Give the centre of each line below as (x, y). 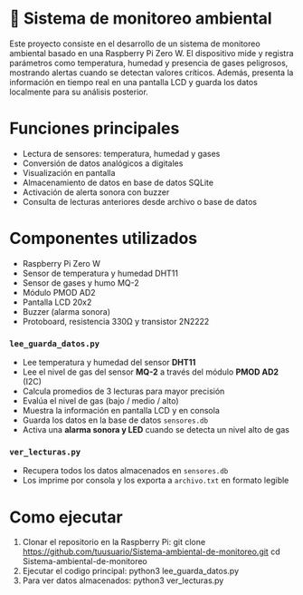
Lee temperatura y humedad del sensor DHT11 (109, 363)
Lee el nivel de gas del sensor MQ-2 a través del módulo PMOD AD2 (150, 372)
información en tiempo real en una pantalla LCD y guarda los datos (133, 82)
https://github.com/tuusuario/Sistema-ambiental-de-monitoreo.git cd (151, 551)
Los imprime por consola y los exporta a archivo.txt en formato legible (156, 481)
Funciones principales (95, 128)
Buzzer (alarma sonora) (66, 311)
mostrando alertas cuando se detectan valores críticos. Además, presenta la (151, 73)
